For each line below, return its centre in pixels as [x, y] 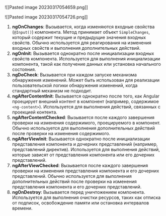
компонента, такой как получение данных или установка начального [87, 64]
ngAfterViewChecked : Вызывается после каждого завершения [80, 166]
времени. [22, 208]
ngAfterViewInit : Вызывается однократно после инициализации [81, 139]
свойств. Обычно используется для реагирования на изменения [81, 43]
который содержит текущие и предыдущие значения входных [79, 37]
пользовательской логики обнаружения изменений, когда [75, 85]
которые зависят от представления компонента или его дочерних [83, 155]
